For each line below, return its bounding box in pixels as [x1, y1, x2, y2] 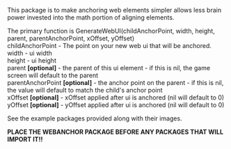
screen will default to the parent [7, 71, 99, 79]
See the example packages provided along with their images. [7, 114, 182, 123]
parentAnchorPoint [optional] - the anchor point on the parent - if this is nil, [7, 79, 224, 86]
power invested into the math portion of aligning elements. [7, 13, 175, 22]
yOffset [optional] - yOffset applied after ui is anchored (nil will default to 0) [7, 101, 225, 109]
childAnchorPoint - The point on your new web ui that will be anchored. [7, 42, 212, 49]
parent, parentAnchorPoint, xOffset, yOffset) [7, 34, 135, 42]
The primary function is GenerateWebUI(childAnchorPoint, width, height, [7, 27, 216, 35]
